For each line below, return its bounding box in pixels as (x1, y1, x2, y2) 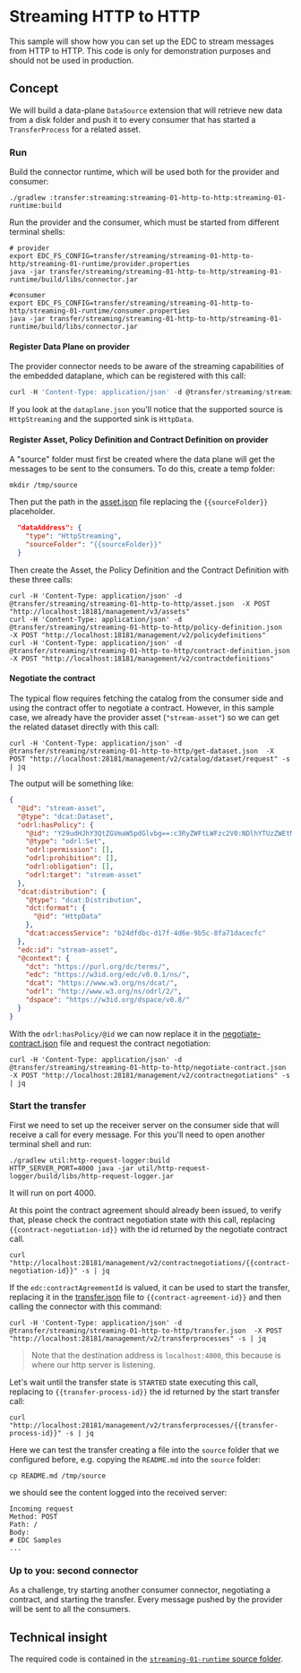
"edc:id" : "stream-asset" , (17, 945, 118, 954)
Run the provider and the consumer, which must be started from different (9, 217, 279, 228)
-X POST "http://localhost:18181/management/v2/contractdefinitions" (9, 654, 275, 663)
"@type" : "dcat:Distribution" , (25, 895, 142, 904)
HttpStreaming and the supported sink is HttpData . (9, 414, 194, 425)
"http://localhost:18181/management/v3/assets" (9, 607, 191, 616)
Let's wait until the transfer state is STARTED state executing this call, (9, 1376, 259, 1387)
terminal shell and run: (9, 1138, 92, 1149)
